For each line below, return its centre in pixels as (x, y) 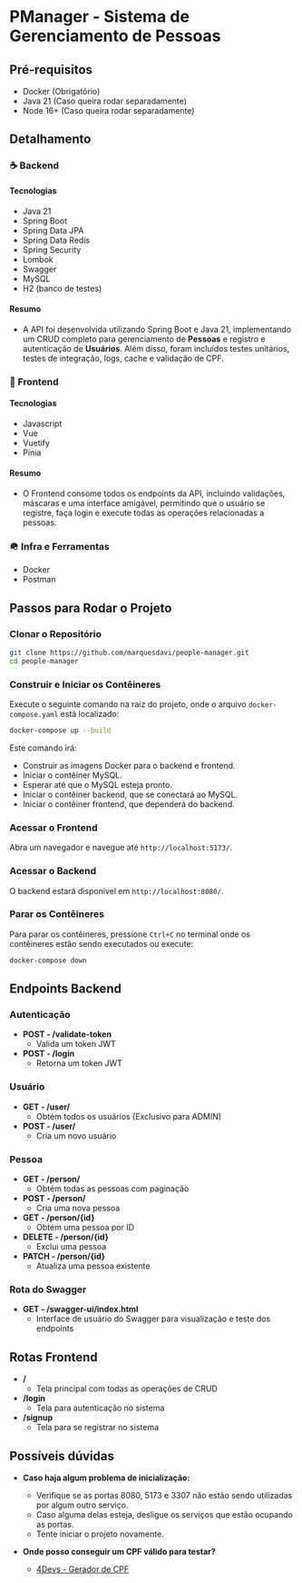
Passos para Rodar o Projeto (91, 607)
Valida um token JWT (76, 1044)
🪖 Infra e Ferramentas (60, 546)
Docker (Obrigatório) (61, 91)
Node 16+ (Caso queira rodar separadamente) (108, 110)
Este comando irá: (43, 748)
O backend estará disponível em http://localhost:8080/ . (117, 891)
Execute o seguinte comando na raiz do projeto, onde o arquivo (128, 704)
